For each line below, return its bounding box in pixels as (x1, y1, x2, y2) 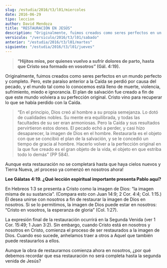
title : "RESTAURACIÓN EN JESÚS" (5, 26, 72, 31)
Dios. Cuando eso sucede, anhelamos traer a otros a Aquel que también (5, 232, 153, 238)
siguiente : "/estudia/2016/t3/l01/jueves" (5, 44, 95, 49)
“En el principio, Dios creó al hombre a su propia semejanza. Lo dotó (17, 109, 159, 115)
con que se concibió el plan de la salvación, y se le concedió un (17, 135, 149, 141)
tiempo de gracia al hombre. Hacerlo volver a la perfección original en (17, 140, 161, 147)
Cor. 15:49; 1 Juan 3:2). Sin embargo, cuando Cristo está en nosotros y (5, 222, 151, 228)
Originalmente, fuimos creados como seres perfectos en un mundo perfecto (5, 73, 162, 79)
